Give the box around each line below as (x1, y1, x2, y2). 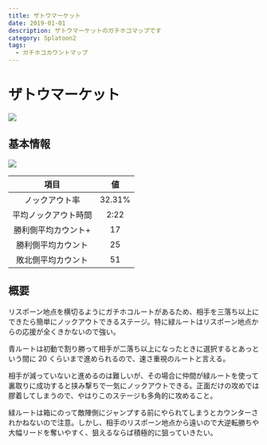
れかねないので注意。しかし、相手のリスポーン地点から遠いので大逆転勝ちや (8, 417, 260, 427)
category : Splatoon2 (8, 34, 77, 42)
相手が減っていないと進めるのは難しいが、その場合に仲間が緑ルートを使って (8, 371, 259, 380)
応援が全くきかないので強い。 (22, 327, 120, 336)
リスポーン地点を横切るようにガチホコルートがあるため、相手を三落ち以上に (8, 307, 260, 316)
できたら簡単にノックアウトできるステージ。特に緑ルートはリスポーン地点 (8, 316, 253, 326)
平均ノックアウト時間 (12, 209, 92, 221)
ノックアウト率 (24, 194, 80, 205)
